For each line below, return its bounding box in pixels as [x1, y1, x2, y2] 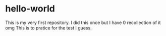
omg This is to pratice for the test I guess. [5, 24, 92, 30]
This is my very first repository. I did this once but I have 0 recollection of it [5, 19, 161, 25]
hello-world [5, 3, 56, 14]
